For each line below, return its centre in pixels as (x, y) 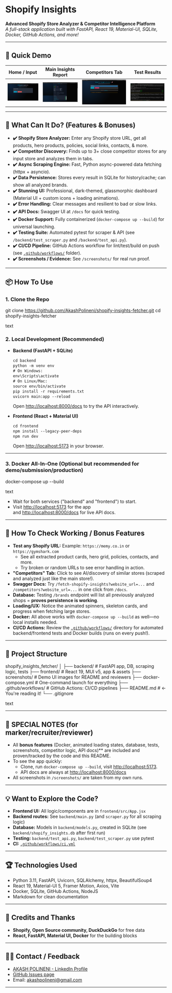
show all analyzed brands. (40, 185)
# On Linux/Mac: (30, 381)
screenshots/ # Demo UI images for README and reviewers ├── (74, 677)
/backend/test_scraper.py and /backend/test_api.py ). (70, 239)
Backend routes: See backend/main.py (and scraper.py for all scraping (87, 817)
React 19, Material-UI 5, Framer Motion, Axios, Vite (66, 886)
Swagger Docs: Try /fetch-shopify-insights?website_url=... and (83, 584)
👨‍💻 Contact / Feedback (43, 957)
